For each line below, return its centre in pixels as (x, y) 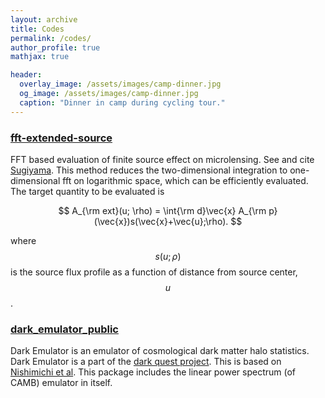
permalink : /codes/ (51, 38)
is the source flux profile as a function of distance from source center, (154, 272)
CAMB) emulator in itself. (61, 383)
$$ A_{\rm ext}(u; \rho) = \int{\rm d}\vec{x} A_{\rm (162, 210)
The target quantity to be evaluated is (87, 191)
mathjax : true (40, 57)
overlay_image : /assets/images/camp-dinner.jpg (120, 84)
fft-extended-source (61, 138)
